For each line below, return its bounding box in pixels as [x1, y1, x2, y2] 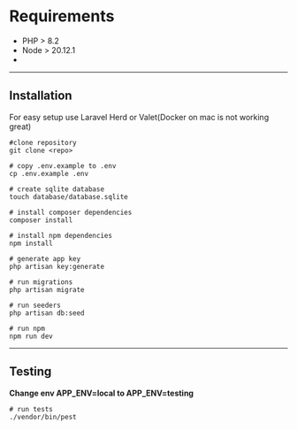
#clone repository [9, 138, 77, 147]
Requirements [9, 6, 115, 27]
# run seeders [9, 301, 62, 310]
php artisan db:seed [9, 308, 86, 318]
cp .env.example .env [9, 169, 89, 178]
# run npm [9, 324, 46, 333]
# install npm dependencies [9, 231, 113, 240]
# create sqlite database [9, 184, 104, 194]
